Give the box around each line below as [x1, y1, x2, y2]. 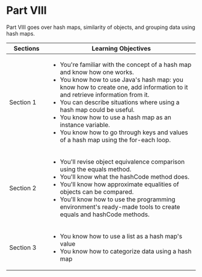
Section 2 [9, 184, 37, 192]
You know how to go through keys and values [60, 128, 188, 136]
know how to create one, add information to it [60, 82, 188, 91]
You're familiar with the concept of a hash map [60, 60, 192, 69]
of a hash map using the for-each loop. [60, 135, 171, 144]
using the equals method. [60, 165, 132, 173]
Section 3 [9, 243, 37, 252]
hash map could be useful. [60, 105, 135, 114]
